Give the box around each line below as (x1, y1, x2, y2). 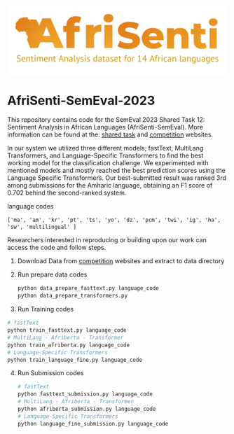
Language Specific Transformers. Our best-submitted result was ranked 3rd (7, 174, 226, 182)
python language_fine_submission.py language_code (17, 420, 169, 427)
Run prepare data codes (17, 270, 88, 279)
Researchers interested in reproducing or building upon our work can (7, 236, 207, 244)
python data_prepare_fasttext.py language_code (17, 285, 159, 292)
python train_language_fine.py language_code (7, 356, 142, 363)
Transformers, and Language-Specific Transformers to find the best (7, 151, 204, 160)
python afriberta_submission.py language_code (17, 405, 156, 413)
